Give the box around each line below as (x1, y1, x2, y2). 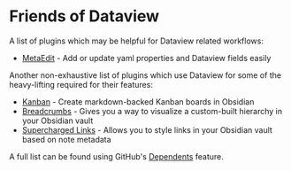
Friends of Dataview (9, 6, 160, 27)
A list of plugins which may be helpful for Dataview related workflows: (9, 35, 264, 46)
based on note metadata (21, 134, 112, 144)
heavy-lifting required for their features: (9, 79, 153, 89)
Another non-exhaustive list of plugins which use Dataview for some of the (9, 69, 281, 81)
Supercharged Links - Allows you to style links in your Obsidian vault (21, 124, 272, 135)
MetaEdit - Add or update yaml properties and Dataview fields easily (21, 52, 272, 63)
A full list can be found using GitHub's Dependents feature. (9, 151, 224, 161)
